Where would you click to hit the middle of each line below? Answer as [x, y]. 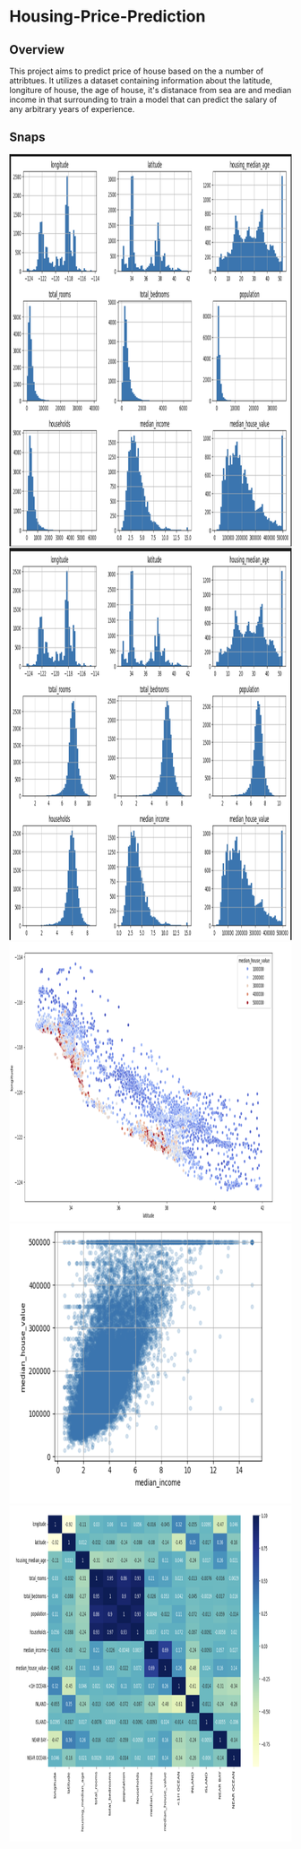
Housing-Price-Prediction [107, 17]
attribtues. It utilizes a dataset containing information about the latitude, [141, 81]
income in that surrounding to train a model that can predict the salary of [143, 99]
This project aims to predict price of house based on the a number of [137, 71]
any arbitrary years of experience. [72, 109]
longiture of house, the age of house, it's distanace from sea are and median [150, 90]
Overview [37, 50]
